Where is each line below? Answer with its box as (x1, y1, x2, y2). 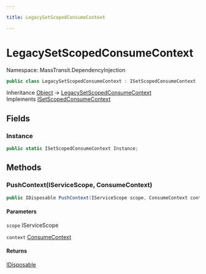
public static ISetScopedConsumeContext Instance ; (6, 146, 139, 152)
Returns (6, 247, 28, 254)
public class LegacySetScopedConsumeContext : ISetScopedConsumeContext (6, 78, 196, 84)
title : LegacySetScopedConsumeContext (6, 14, 105, 20)
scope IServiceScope (6, 221, 59, 229)
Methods (6, 163, 42, 173)
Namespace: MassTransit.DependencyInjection (6, 66, 126, 73)
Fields (6, 113, 31, 124)
